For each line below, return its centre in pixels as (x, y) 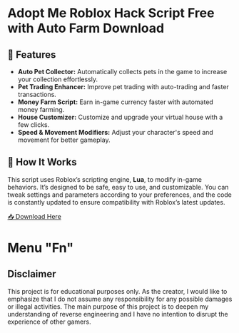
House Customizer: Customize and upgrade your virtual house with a (120, 117)
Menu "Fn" (40, 248)
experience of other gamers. (49, 322)
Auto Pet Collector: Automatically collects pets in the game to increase (122, 72)
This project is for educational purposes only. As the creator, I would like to (117, 291)
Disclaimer (32, 274)
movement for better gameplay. (64, 140)
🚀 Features (32, 55)
